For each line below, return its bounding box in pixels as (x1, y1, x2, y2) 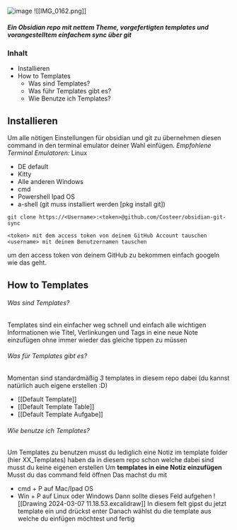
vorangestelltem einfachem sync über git (7, 30, 132, 39)
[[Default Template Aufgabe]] (17, 410, 104, 418)
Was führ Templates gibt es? (28, 87, 112, 96)
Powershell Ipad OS (17, 192, 76, 201)
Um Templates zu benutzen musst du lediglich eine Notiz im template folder (7, 448, 229, 456)
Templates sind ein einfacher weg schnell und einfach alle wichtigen (7, 321, 207, 329)
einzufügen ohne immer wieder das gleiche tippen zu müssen (7, 335, 187, 344)
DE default (17, 163, 49, 171)
